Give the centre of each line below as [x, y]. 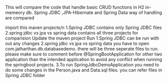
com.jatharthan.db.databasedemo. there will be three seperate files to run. [82, 49]
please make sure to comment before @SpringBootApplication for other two [84, 54]
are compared [20, 18]
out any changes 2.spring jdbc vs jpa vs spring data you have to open [77, 43]
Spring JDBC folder [25, 75]
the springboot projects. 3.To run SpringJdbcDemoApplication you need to [82, 65]
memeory [15, 12]
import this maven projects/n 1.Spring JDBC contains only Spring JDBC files [83, 27]
